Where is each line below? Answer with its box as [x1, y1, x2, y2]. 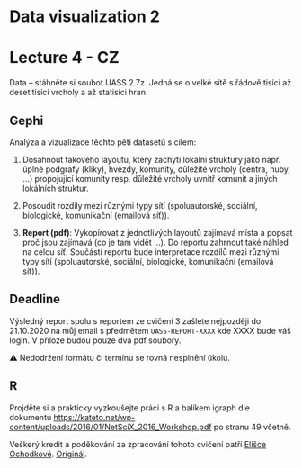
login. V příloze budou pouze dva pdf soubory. [9, 335, 182, 346]
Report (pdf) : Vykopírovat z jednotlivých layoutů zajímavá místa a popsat [22, 227, 293, 238]
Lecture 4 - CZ [9, 48, 120, 68]
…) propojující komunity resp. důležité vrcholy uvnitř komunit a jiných [22, 173, 278, 184]
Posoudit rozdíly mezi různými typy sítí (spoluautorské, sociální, [22, 200, 258, 211]
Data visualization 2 [9, 6, 160, 27]
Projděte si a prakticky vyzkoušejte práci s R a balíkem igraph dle [9, 402, 250, 413]
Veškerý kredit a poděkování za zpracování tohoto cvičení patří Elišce [9, 438, 267, 449]
